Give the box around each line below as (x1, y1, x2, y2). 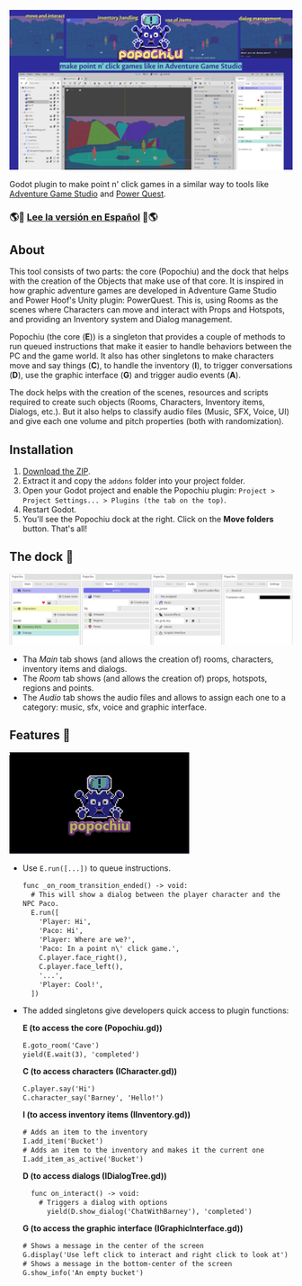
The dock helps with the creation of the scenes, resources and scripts (9, 387, 269, 398)
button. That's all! (22, 523, 88, 534)
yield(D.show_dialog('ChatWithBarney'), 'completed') (46, 1207, 253, 1216)
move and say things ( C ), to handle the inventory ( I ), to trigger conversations (9, 360, 293, 371)
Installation (9, 442, 74, 457)
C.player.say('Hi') (22, 1084, 96, 1093)
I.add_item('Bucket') (22, 1137, 103, 1146)
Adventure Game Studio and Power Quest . (9, 188, 166, 199)
